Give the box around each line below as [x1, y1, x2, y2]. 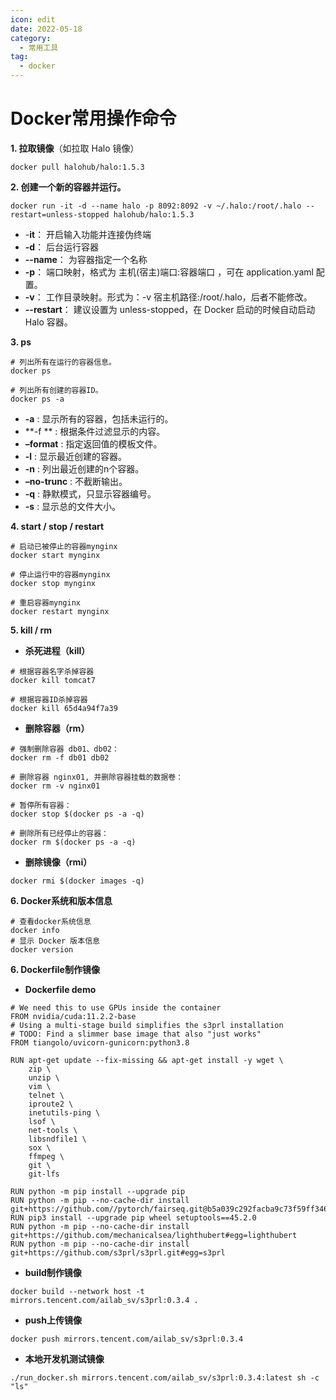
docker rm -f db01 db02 [10, 752, 110, 763]
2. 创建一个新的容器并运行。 [10, 181, 127, 193]
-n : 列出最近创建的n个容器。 [24, 462, 145, 475]
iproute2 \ [28, 1099, 74, 1109]
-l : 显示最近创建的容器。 [24, 450, 128, 462]
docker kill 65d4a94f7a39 [10, 703, 118, 713]
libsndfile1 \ [28, 1134, 87, 1144]
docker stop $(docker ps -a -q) [10, 809, 145, 819]
